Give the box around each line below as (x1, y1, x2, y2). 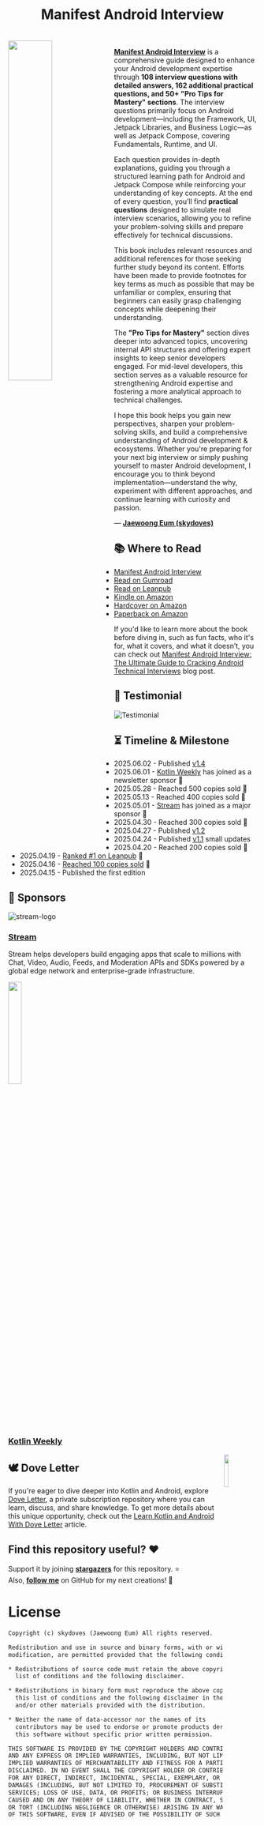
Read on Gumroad (113, 575, 173, 585)
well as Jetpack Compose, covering (113, 130, 230, 140)
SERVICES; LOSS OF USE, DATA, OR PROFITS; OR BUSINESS (8, 1788, 192, 1797)
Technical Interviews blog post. (113, 666, 215, 676)
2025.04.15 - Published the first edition (19, 868, 146, 878)
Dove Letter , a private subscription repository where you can (8, 1495, 206, 1504)
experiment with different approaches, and (113, 486, 253, 495)
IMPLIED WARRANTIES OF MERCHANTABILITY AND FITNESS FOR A (8, 1760, 203, 1768)
